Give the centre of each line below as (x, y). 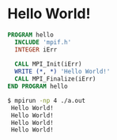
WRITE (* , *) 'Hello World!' (62, 72)
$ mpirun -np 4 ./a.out (47, 100)
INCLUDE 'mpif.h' (43, 42)
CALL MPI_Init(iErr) (48, 64)
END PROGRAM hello (38, 87)
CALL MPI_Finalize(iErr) (55, 79)
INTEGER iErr (36, 49)
